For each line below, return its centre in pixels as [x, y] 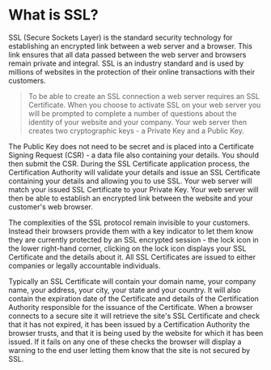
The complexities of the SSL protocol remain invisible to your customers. [129, 222]
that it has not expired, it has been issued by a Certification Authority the [129, 324]
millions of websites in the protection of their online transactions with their [132, 71]
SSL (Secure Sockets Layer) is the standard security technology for [121, 37]
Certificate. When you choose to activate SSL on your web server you [144, 105]
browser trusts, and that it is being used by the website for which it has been [136, 333]
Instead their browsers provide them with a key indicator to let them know [131, 231]
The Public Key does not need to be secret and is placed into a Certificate [131, 146]
